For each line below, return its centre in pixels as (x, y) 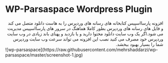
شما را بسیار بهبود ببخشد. (139, 44)
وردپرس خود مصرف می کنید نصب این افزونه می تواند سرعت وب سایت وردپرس (88, 39)
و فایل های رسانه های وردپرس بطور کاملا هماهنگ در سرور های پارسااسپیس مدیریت (85, 28)
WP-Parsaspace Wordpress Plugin (79, 9)
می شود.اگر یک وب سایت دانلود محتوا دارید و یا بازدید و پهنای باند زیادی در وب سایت (85, 33)
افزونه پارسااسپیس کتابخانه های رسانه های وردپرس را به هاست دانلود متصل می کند (86, 23)
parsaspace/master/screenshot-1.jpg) (44, 55)
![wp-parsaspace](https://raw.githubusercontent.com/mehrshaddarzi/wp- (81, 49)
